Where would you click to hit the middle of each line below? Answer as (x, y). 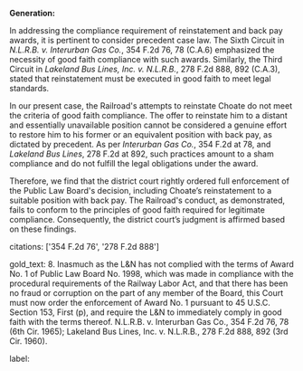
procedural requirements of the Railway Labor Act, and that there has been (149, 283)
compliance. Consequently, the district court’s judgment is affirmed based (147, 219)
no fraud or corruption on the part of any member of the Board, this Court (147, 293)
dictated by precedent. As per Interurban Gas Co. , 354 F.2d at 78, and (140, 144)
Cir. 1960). (28, 341)
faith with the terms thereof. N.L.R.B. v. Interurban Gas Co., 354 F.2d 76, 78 (149, 322)
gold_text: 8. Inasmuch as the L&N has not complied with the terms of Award (151, 264)
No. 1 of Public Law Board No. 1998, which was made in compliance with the (151, 274)
